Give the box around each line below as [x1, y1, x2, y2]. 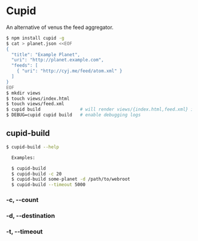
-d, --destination [6, 211, 55, 220]
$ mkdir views [6, 90, 41, 96]
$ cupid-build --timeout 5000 [11, 182, 85, 188]
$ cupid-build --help [6, 144, 60, 150]
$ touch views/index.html [6, 96, 70, 102]
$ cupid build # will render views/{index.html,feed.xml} [6, 106, 189, 113]
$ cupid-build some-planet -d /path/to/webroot [11, 176, 131, 183]
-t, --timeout [6, 227, 43, 236]
